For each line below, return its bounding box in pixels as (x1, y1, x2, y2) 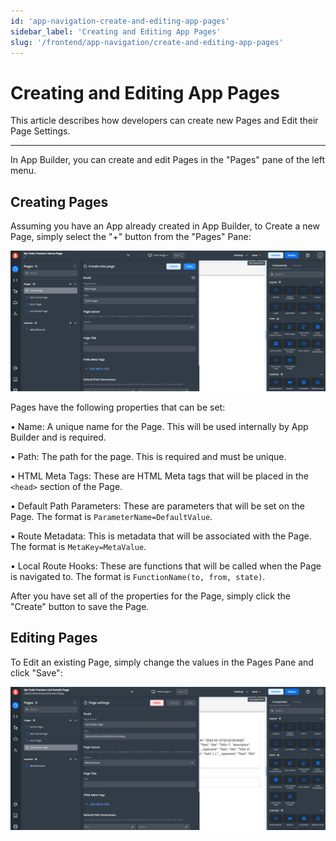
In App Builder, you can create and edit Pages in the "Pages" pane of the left (10, 154, 326, 166)
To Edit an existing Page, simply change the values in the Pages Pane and (10, 656, 314, 668)
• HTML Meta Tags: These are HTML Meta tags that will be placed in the (10, 470, 310, 482)
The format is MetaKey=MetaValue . (10, 541, 147, 553)
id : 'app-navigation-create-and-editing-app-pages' (10, 16, 230, 26)
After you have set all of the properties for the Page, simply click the (10, 590, 291, 602)
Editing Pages (10, 630, 98, 647)
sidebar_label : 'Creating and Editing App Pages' (10, 26, 222, 37)
